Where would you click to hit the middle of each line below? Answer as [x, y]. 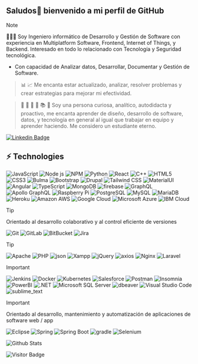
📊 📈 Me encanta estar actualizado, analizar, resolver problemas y [101, 85]
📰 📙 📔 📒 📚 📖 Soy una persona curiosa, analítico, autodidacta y [96, 105]
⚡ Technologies [35, 157]
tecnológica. [21, 55]
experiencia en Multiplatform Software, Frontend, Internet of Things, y [91, 42]
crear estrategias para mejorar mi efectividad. [76, 93]
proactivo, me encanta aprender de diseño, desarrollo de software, [102, 113]
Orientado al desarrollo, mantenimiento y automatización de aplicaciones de [98, 314]
